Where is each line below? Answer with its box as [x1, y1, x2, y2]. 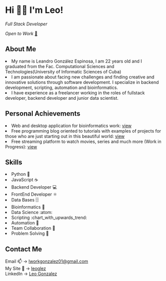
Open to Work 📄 [5, 30, 38, 36]
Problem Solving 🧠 [11, 230, 49, 236]
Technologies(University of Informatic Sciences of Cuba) [5, 69, 121, 74]
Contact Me [5, 245, 42, 253]
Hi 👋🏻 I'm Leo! [5, 4, 63, 16]
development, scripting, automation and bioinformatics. [5, 84, 118, 90]
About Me [5, 45, 36, 54]
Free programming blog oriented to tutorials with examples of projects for [11, 128, 162, 134]
